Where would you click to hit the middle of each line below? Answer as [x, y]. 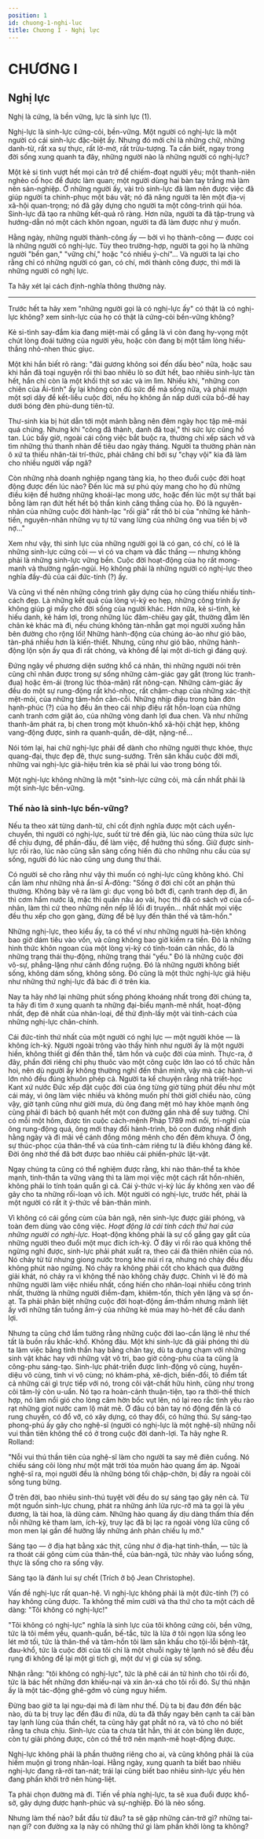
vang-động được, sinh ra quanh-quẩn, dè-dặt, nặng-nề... [100, 732]
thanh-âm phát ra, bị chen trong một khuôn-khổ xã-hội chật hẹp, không [124, 725]
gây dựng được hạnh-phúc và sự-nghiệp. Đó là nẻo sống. [112, 1802]
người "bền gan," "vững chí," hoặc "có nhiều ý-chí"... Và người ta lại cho [124, 254]
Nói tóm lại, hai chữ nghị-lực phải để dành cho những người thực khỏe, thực [130, 748]
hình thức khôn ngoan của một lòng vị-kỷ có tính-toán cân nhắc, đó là [121, 948]
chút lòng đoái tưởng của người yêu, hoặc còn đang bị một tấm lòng [118, 341]
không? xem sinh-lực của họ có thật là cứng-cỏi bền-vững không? [127, 317]
